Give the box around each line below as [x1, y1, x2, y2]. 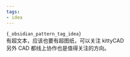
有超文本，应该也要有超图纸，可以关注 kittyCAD [6, 37, 125, 44]
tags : [6, 8, 20, 15]
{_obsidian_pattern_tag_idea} [6, 31, 82, 37]
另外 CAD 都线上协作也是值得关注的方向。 [6, 44, 110, 52]
